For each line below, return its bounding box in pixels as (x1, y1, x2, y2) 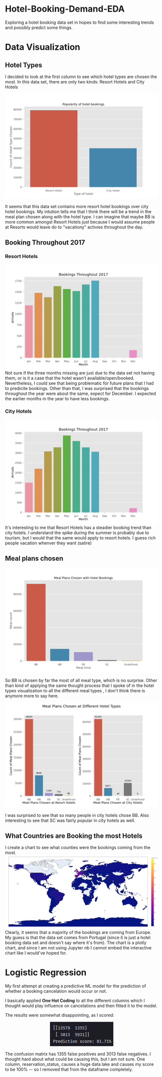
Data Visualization (5, 42, 81, 53)
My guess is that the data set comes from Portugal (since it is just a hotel (5, 934, 151, 940)
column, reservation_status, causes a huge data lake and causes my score (5, 1061, 154, 1067)
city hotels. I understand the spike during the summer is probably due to (5, 530, 149, 536)
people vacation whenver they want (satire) (5, 540, 92, 546)
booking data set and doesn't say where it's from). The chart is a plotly (5, 940, 147, 946)
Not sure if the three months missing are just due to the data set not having (5, 370, 155, 375)
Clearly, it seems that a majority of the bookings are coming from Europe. (5, 929, 152, 935)
